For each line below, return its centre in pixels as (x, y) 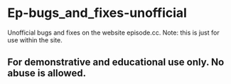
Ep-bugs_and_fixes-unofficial (97, 13)
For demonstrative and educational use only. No (116, 62)
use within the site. (35, 40)
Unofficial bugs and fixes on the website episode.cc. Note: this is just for (113, 32)
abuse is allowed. (47, 73)
